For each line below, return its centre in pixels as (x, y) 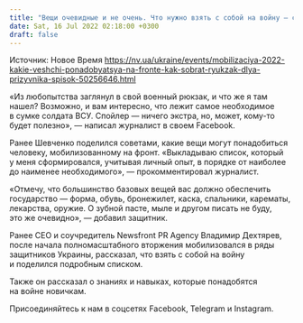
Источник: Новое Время (56, 60)
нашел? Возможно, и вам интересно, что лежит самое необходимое (142, 106)
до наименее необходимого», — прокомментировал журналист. (134, 171)
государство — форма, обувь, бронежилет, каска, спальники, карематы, (150, 198)
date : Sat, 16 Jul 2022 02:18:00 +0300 (84, 26)
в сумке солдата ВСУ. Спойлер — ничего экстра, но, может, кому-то (142, 116)
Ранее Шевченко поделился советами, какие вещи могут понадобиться (149, 143)
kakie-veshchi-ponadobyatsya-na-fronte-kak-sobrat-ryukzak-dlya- (135, 69)
